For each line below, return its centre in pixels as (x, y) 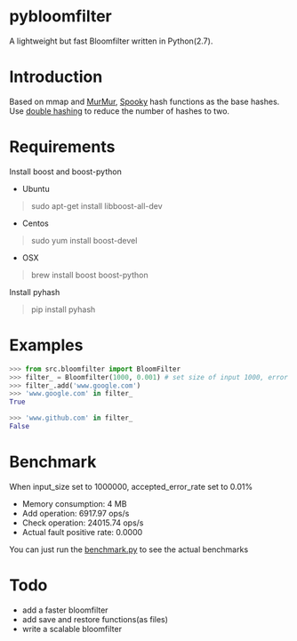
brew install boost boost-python (89, 275)
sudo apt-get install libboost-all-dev (96, 205)
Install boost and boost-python (65, 172)
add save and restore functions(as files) (95, 619)
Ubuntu (36, 188)
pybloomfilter (61, 16)
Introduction (56, 77)
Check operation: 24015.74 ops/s (83, 523)
